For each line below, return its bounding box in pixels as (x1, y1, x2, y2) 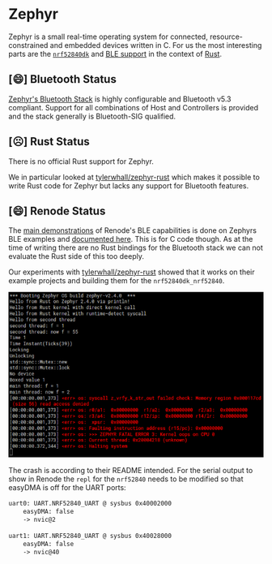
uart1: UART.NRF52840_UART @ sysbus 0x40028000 (8, 532, 172, 540)
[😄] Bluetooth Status (8, 72, 117, 86)
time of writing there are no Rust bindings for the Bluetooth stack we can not (8, 243, 263, 252)
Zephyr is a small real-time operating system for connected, (8, 32, 208, 41)
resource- (209, 32, 243, 41)
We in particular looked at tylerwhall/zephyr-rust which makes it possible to (8, 172, 261, 182)
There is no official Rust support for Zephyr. (8, 156, 154, 166)
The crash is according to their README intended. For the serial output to (8, 465, 253, 475)
